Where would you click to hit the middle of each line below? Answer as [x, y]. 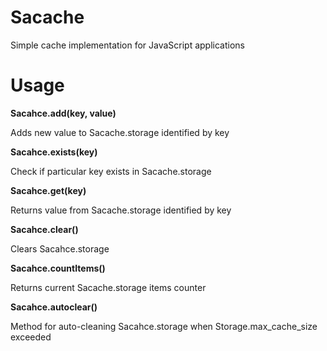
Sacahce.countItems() [58, 268]
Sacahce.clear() [44, 229]
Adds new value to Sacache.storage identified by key [120, 132]
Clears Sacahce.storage [60, 248]
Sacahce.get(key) [48, 190]
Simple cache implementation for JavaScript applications [127, 45]
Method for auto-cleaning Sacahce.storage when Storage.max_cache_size [164, 326]
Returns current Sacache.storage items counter [108, 287]
